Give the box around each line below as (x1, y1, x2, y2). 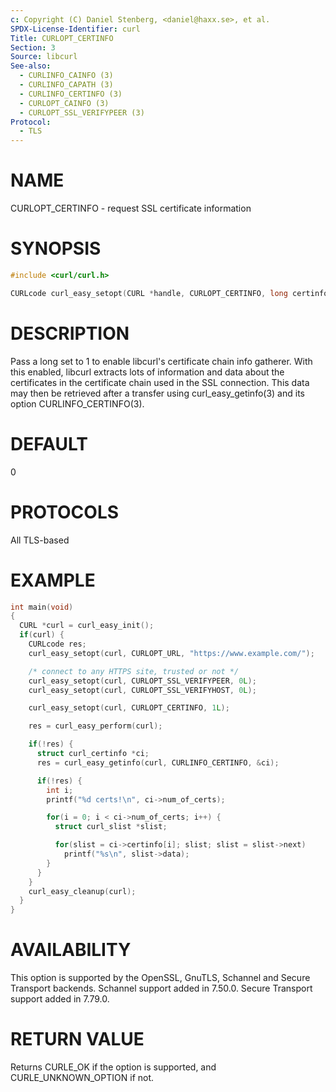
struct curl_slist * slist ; (54, 822, 168, 832)
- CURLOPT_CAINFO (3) (19, 98, 110, 108)
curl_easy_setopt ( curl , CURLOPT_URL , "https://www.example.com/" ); (28, 648, 315, 658)
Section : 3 (10, 42, 56, 53)
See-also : (10, 61, 52, 71)
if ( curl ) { (19, 630, 65, 640)
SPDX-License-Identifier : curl (10, 24, 141, 34)
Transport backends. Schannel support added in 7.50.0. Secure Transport (10, 982, 313, 995)
